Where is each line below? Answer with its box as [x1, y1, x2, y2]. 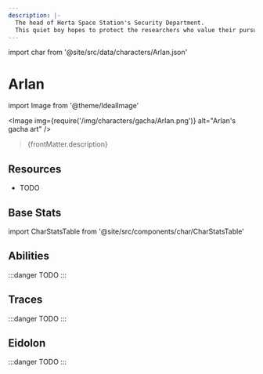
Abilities [8, 249, 49, 263]
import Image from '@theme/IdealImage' [8, 101, 139, 111]
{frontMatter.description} [27, 140, 108, 149]
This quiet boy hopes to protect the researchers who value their [15, 26, 236, 34]
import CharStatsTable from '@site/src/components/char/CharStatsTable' [8, 227, 245, 236]
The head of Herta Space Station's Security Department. [15, 19, 205, 27]
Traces [8, 293, 43, 307]
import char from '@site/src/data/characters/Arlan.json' [8, 48, 188, 57]
